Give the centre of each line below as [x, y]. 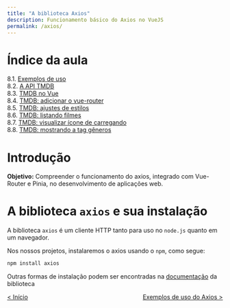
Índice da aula [48, 60]
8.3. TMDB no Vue [33, 94]
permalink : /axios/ [35, 26]
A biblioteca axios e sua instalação [107, 211]
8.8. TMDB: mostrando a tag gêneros [59, 130]
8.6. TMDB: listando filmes [44, 115]
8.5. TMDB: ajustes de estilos [48, 108]
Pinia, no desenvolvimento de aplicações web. [98, 184]
